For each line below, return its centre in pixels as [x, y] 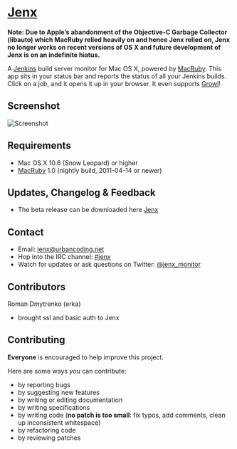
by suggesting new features [59, 392]
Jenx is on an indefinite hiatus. [54, 55]
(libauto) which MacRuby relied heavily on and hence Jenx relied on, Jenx [118, 39]
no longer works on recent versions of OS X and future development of [114, 47]
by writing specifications [54, 407]
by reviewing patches [49, 438]
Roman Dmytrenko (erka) [44, 304]
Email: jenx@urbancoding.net [61, 249]
